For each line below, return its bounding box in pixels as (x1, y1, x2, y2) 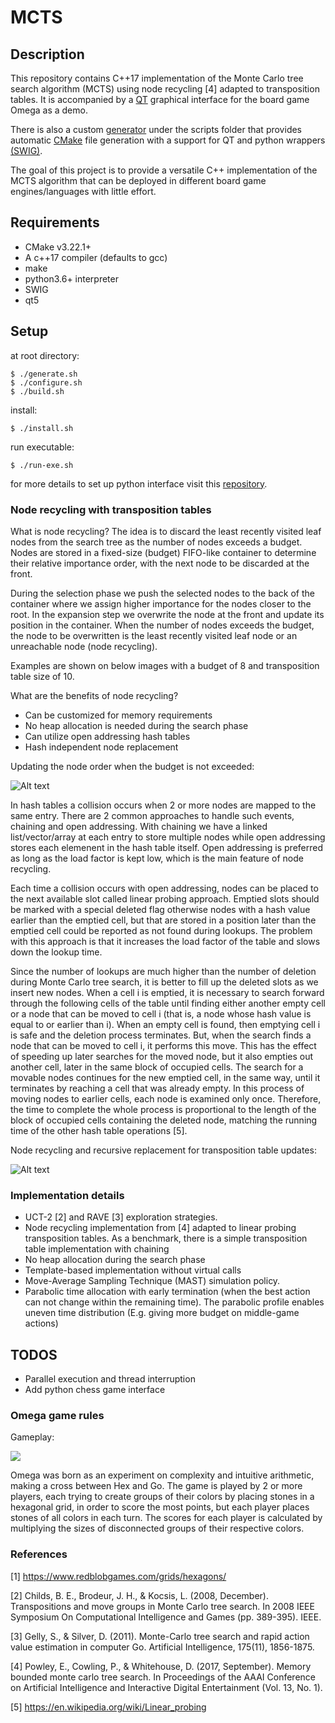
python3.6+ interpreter (24, 272, 119, 285)
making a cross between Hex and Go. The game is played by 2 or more (10, 1480, 303, 1492)
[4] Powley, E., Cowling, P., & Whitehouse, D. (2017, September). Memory (10, 1660, 312, 1672)
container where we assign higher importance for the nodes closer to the (10, 597, 312, 610)
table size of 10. (10, 670, 75, 682)
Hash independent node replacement (24, 741, 179, 753)
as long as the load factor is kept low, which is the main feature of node (10, 852, 304, 864)
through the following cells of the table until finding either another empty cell (10, 997, 326, 1009)
